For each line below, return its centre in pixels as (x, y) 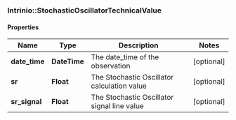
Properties (23, 27)
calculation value (119, 86)
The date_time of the (125, 57)
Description (139, 45)
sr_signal (26, 102)
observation (111, 66)
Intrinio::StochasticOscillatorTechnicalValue (85, 10)
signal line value (117, 106)
